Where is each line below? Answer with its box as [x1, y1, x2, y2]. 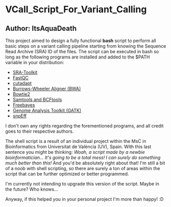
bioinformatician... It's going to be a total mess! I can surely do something [5, 155, 161, 160]
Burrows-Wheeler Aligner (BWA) [12, 86, 81, 92]
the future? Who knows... [5, 186, 59, 192]
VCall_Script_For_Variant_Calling [5, 4, 147, 15]
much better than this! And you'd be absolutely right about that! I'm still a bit [5, 160, 165, 166]
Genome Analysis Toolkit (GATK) [12, 108, 82, 113]
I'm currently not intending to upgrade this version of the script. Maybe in [5, 181, 160, 187]
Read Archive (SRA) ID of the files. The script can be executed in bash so [5, 49, 159, 54]
